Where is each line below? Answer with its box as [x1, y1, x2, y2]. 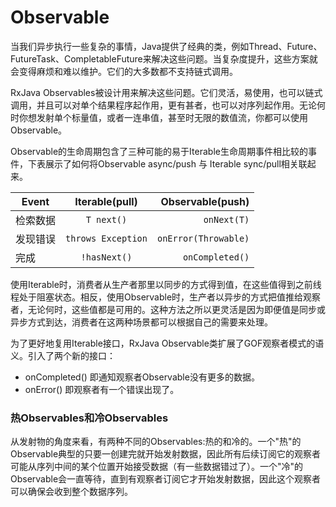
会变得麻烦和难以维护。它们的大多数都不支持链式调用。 [10, 65, 238, 77]
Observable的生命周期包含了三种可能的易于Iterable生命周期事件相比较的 [10, 145, 308, 157]
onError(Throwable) [156, 232, 250, 244]
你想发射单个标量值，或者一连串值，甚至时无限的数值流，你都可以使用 [18, 111, 308, 123]
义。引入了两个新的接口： [10, 349, 116, 361]
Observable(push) [160, 194, 250, 208]
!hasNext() [80, 251, 133, 263]
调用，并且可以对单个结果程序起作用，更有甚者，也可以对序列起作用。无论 [10, 99, 317, 111]
